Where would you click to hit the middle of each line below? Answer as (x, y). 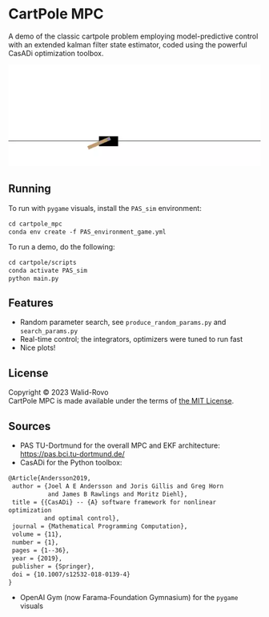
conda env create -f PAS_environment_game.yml (87, 232)
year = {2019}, (37, 558)
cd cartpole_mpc (35, 224)
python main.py (34, 278)
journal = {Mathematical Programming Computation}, (100, 526)
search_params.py (49, 331)
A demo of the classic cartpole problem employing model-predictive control (133, 36)
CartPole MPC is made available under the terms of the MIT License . (121, 401)
